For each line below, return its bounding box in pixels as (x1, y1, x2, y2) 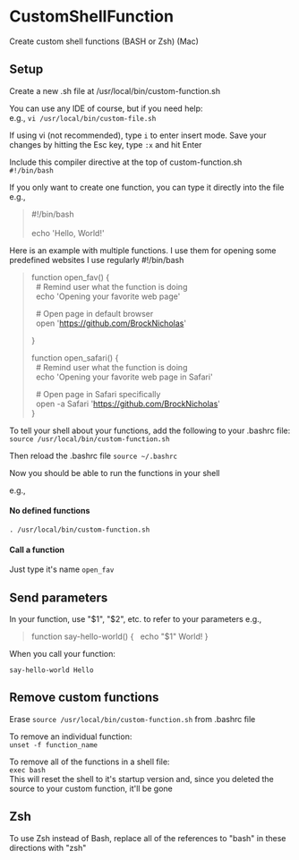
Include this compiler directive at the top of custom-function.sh (9, 157, 243, 167)
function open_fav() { (30, 271, 110, 283)
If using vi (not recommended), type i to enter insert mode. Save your (9, 130, 267, 140)
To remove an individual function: (9, 731, 132, 742)
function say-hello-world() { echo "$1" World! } (30, 631, 209, 642)
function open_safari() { (30, 352, 119, 363)
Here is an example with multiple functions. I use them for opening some (9, 244, 277, 256)
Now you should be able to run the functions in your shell (9, 467, 220, 478)
